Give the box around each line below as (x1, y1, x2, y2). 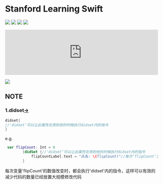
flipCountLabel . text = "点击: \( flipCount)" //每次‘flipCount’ (31, 154, 157, 159)
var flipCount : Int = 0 (7, 145, 55, 150)
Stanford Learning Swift (5, 3, 103, 14)
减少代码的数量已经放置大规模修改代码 (5, 174, 81, 180)
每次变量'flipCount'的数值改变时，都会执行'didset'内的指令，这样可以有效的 (5, 168, 156, 173)
